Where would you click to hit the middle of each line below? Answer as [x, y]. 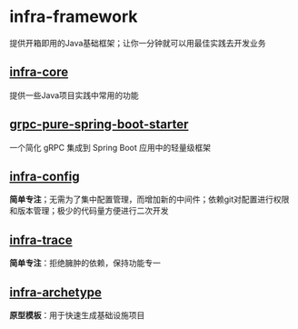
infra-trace [41, 239]
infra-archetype [56, 292]
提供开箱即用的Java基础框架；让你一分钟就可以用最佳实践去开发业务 [138, 43]
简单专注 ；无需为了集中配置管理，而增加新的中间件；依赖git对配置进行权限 [149, 199]
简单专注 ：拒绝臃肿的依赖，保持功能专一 [85, 263]
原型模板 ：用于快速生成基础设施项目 [77, 315]
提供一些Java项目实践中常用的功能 [74, 95]
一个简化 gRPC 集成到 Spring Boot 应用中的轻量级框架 [110, 147]
